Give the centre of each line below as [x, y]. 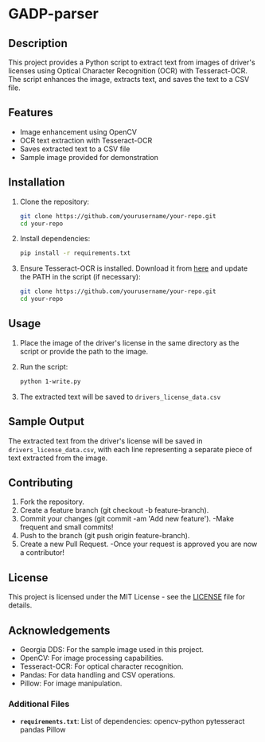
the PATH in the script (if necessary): [80, 277]
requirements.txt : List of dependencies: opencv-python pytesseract [132, 721]
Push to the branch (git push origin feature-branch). [105, 536]
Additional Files [39, 704]
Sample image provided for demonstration [89, 157]
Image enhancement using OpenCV [78, 131]
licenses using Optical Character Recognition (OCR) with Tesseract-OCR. [128, 71]
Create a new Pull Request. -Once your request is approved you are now [138, 544]
